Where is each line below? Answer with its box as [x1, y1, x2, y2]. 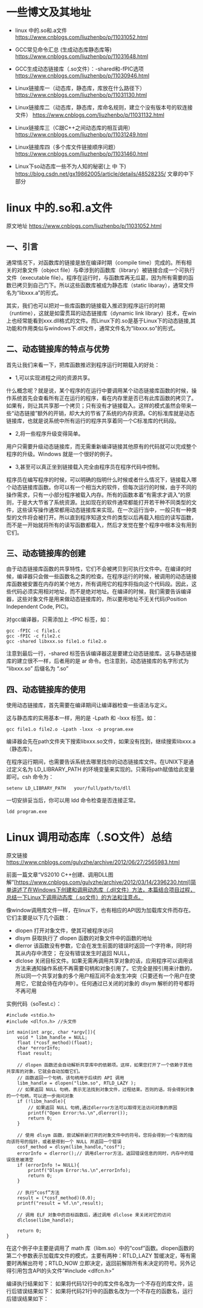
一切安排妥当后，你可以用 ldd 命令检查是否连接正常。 [6, 797, 139, 804]
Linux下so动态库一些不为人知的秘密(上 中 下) [14, 163, 127, 170]
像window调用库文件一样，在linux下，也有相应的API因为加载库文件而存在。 [6, 907, 195, 914]
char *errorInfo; [17, 1045, 61, 1051]
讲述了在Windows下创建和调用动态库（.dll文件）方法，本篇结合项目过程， [11, 886, 196, 894]
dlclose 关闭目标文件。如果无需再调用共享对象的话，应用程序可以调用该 [14, 957, 194, 964]
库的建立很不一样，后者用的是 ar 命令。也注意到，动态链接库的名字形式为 [6, 657, 189, 665]
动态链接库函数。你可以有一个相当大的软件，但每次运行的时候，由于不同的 [11, 483, 197, 491]
